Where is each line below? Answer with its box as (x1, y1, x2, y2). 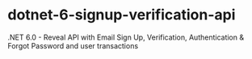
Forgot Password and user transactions (7, 40, 139, 50)
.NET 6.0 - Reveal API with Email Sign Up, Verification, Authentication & (7, 32, 244, 42)
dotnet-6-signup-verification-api (7, 6, 236, 24)
